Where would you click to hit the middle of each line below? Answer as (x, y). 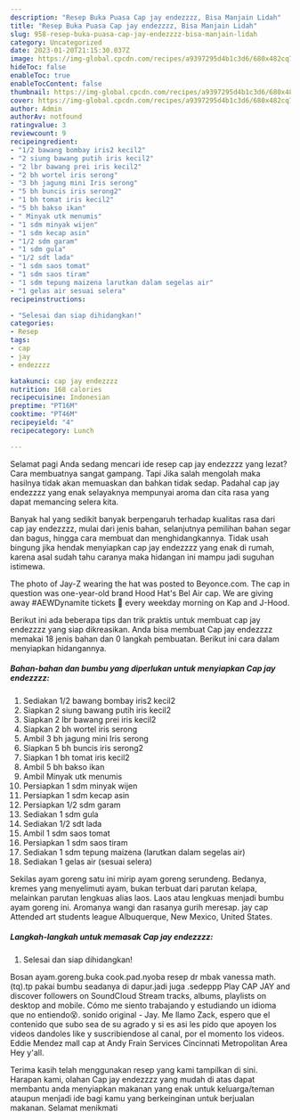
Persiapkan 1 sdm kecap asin (76, 795)
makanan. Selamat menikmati (64, 1108)
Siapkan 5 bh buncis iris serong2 (83, 748)
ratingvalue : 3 (38, 126)
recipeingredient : (44, 142)
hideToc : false (38, 68)
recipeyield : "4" (42, 422)
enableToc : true (40, 76)
